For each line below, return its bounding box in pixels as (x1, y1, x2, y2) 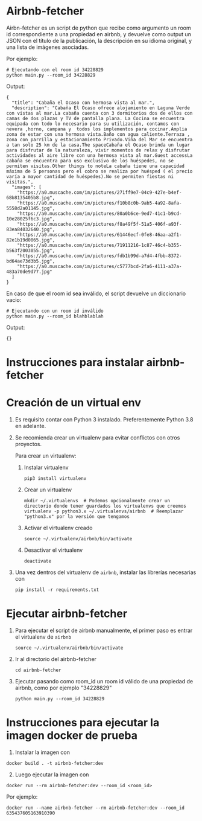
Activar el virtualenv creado (24, 524, 93, 532)
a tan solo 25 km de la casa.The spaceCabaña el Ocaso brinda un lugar (6, 142, 190, 148)
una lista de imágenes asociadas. (6, 43, 89, 51)
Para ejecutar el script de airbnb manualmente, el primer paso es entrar (14, 627, 193, 634)
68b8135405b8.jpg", (6, 194, 55, 200)
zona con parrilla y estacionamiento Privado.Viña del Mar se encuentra (6, 136, 193, 142)
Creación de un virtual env (6, 396, 142, 410)
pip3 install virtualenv (24, 476, 87, 482)
